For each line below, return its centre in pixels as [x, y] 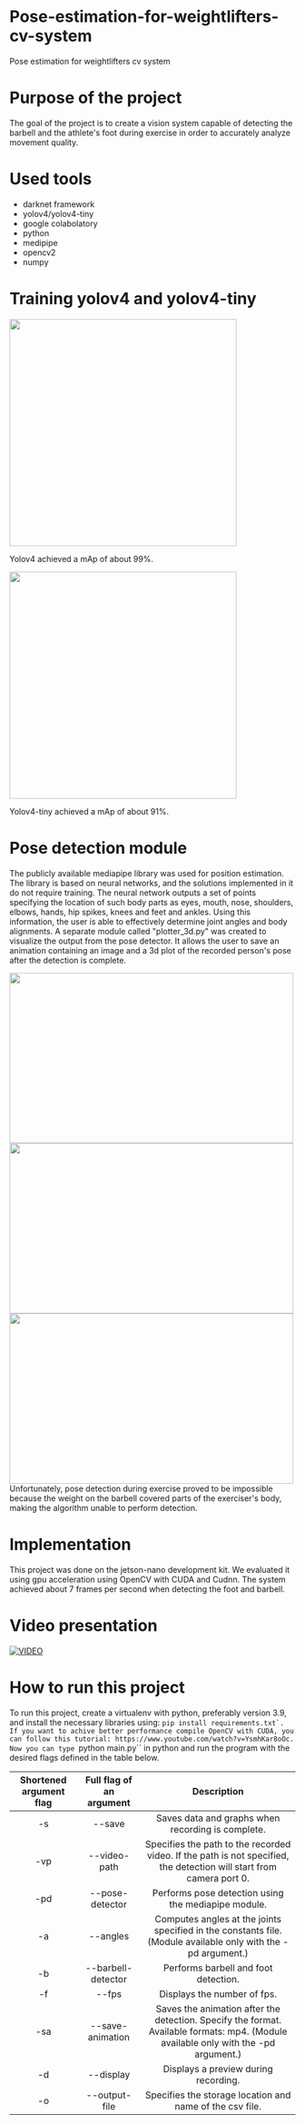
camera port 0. [218, 1878]
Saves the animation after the [218, 2009]
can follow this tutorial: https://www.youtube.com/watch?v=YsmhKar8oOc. [152, 1739]
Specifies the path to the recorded [218, 1843]
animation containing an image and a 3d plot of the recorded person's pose [151, 950]
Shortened [43, 1780]
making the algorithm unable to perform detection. [103, 1507]
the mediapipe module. [218, 1904]
